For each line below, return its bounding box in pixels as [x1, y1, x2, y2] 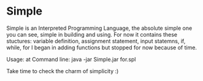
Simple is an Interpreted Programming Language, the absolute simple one [6, 24, 193, 32]
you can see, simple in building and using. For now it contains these [6, 30, 178, 38]
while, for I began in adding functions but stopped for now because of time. [6, 44, 197, 51]
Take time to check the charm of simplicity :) [6, 67, 119, 74]
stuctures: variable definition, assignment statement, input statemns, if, [6, 37, 186, 44]
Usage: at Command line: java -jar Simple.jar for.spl [6, 55, 136, 63]
